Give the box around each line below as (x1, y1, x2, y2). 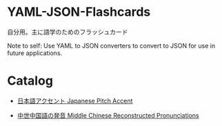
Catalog (7, 73, 54, 89)
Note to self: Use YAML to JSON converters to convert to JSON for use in (7, 41, 216, 50)
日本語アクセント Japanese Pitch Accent (17, 96, 133, 105)
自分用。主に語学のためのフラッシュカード (7, 28, 128, 36)
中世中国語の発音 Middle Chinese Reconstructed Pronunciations (17, 111, 199, 119)
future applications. (7, 49, 63, 57)
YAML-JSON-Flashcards (7, 4, 151, 20)
